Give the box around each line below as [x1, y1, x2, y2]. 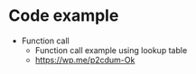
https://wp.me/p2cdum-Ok [34, 54, 135, 65]
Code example [8, 5, 119, 26]
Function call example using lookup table [34, 44, 188, 55]
